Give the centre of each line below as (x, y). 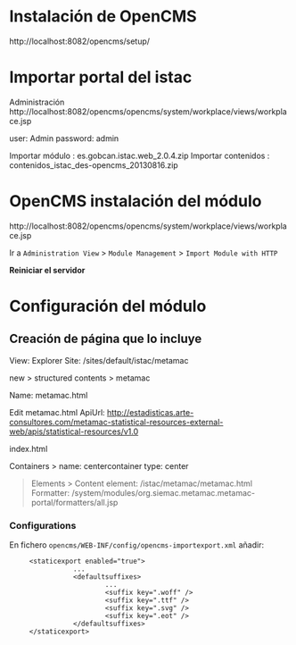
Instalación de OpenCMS (103, 17)
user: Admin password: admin (64, 138)
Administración (37, 102)
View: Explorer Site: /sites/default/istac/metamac (99, 360)
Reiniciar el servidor (47, 270)
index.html (29, 448)
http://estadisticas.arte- (150, 412)
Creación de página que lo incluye (106, 339)
